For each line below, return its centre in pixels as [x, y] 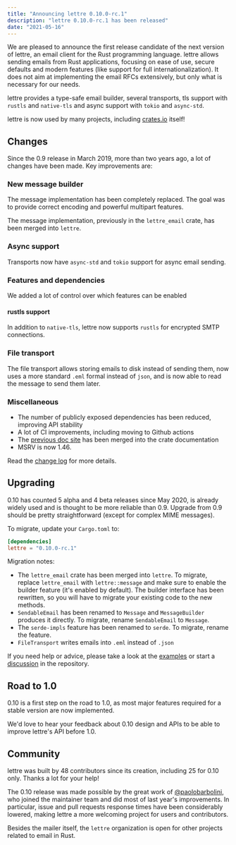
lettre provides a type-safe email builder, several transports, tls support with [117, 98]
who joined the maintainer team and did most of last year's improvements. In [118, 800]
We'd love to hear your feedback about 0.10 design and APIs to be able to [114, 724]
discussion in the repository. [48, 664]
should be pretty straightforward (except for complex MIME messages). [111, 515]
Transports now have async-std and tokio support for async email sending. [117, 262]
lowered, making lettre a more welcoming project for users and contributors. [118, 815]
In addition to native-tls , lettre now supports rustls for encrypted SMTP [113, 327]
